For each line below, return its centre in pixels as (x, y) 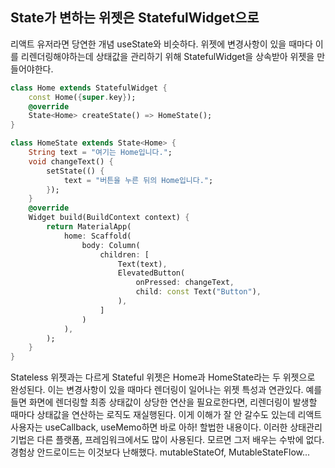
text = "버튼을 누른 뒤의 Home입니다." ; (138, 180)
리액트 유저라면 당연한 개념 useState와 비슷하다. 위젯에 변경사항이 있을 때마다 (161, 44)
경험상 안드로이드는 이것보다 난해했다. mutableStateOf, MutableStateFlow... (160, 452)
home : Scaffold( (97, 236)
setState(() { (75, 171)
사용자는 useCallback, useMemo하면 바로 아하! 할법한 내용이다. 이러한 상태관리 (166, 427)
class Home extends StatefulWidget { (89, 88)
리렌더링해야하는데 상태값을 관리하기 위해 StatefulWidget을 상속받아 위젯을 (167, 56)
